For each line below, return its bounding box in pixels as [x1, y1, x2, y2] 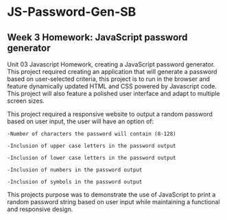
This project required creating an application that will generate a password [7, 68, 217, 75]
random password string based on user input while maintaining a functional [7, 198, 221, 206]
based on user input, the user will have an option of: [7, 117, 154, 125]
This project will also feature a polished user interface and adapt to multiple [7, 90, 221, 97]
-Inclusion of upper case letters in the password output [7, 143, 176, 149]
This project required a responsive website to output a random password [7, 110, 213, 118]
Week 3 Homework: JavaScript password [7, 32, 188, 43]
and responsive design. [7, 205, 73, 213]
